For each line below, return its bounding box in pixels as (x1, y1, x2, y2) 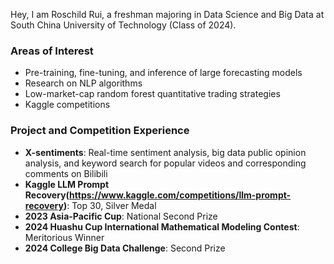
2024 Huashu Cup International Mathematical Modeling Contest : (24, 220, 300, 233)
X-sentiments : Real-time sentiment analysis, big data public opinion (24, 146, 307, 158)
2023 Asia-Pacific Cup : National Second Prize (24, 210, 218, 222)
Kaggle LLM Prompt (24, 178, 110, 190)
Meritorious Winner (24, 231, 105, 243)
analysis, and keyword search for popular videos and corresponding (24, 157, 307, 169)
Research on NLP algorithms (24, 77, 143, 89)
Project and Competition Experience (10, 124, 190, 138)
